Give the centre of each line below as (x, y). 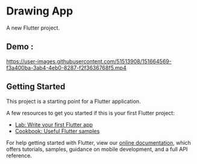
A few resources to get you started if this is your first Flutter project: (90, 113)
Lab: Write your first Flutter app (54, 124)
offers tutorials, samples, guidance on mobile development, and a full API (97, 149)
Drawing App (40, 11)
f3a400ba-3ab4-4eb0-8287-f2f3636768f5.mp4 (66, 68)
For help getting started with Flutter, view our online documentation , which (99, 142)
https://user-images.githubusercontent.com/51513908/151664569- (89, 61)
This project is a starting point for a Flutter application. (73, 101)
